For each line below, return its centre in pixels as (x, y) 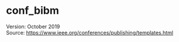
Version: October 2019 (33, 26)
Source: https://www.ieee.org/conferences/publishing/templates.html (90, 32)
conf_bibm (33, 11)
